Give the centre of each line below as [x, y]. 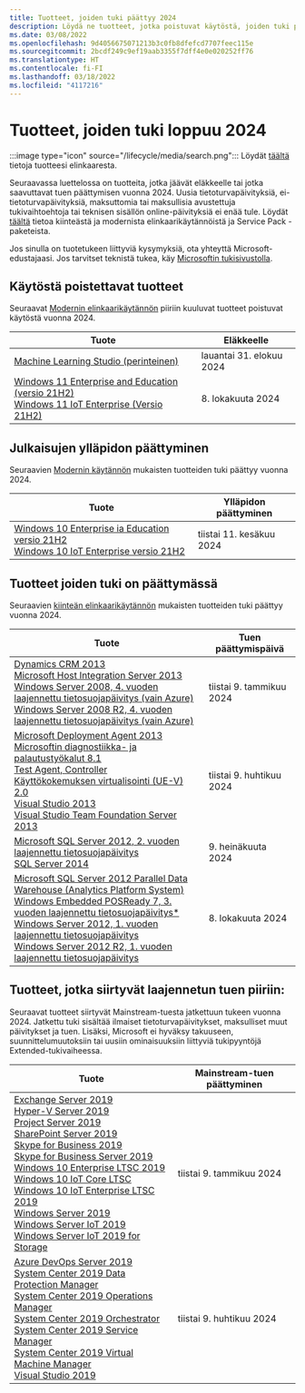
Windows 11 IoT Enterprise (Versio [89, 405]
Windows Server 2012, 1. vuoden [86, 924]
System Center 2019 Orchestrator [87, 1319]
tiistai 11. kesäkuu [236, 535]
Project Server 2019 [58, 1122]
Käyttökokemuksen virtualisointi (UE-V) [99, 781]
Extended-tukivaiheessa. [56, 1050]
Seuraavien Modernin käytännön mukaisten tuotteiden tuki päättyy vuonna [149, 470]
